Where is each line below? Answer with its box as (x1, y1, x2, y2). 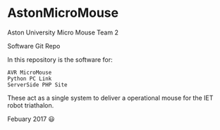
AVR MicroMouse (7, 69, 52, 76)
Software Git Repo (7, 41, 61, 50)
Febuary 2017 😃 (7, 115, 55, 123)
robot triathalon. (7, 100, 54, 110)
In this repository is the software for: (7, 55, 113, 64)
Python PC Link (7, 75, 52, 82)
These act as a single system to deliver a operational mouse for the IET (7, 93, 214, 102)
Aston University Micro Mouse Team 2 (7, 28, 118, 37)
